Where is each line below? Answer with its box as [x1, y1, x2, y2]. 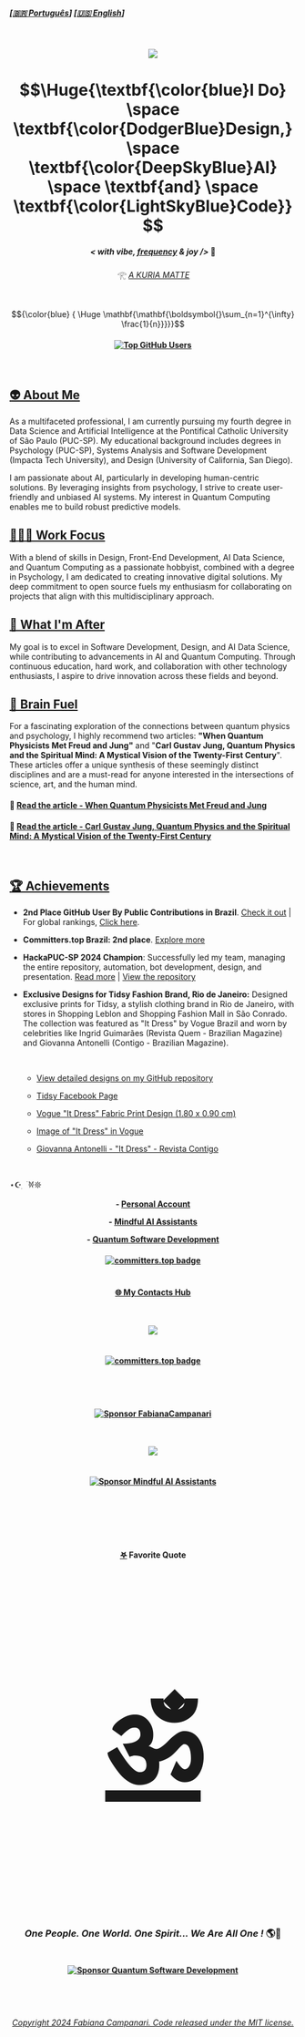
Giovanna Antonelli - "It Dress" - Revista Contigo [36, 1144, 219, 1155]
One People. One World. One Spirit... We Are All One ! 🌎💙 [24, 1928, 282, 1940]
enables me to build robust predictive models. [9, 501, 181, 512]
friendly [9, 491, 39, 502]
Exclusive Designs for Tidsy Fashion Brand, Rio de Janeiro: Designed [22, 989, 289, 1000]
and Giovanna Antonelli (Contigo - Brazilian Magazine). [22, 1037, 229, 1048]
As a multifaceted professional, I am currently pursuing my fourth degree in [9, 416, 291, 427]
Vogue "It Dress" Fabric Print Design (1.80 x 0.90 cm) [36, 1108, 237, 1119]
